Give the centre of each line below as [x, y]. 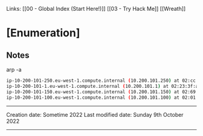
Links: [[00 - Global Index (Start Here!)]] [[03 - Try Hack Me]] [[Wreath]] [96, 9]
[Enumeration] [43, 33]
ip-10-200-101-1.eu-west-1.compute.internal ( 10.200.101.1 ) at [88, 86]
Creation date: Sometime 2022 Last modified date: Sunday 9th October [95, 114]
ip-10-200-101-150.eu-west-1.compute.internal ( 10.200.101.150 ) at [93, 92]
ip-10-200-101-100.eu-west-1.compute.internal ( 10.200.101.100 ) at [93, 97]
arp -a [14, 70]
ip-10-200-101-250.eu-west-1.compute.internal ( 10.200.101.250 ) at [93, 81]
